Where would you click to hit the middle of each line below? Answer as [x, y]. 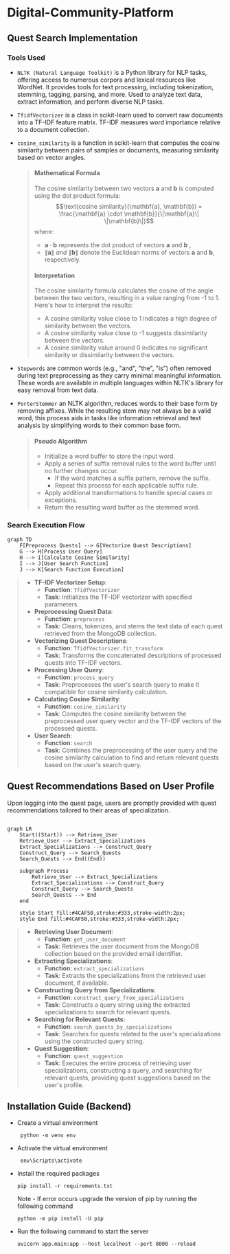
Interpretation [55, 275]
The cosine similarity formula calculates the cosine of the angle [124, 290]
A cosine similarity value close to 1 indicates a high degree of [131, 319]
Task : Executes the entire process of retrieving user [118, 1063]
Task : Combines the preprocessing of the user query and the [131, 750]
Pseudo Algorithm [61, 441]
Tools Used [26, 58]
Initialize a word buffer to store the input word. [110, 456]
